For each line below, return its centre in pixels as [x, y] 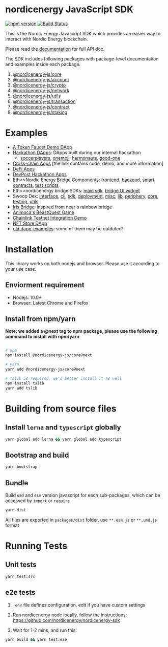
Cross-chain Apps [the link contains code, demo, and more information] [88, 163]
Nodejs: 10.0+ [27, 297]
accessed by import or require [38, 501]
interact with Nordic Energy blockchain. [47, 39]
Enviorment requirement [45, 285]
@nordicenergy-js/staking [40, 112]
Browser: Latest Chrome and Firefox [50, 303]
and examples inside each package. [43, 64]
